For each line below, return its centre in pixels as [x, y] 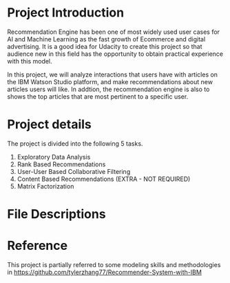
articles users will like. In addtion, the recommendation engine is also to [108, 89]
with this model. [30, 61]
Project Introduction [66, 13]
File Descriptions [56, 214]
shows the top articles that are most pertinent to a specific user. [98, 96]
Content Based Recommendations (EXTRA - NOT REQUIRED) [104, 179]
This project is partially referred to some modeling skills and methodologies [114, 265]
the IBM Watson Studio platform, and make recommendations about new [110, 81]
